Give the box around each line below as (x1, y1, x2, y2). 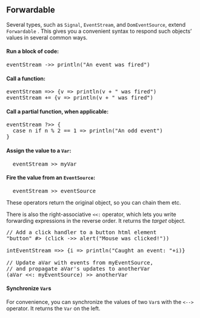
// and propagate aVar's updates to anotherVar (6, 265, 150, 272)
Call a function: (6, 75, 45, 82)
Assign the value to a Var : (6, 147, 72, 154)
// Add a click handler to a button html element (6, 229, 157, 235)
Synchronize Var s (6, 285, 52, 292)
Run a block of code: (6, 48, 59, 55)
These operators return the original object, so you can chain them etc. (6, 198, 181, 206)
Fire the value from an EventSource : (6, 174, 96, 181)
